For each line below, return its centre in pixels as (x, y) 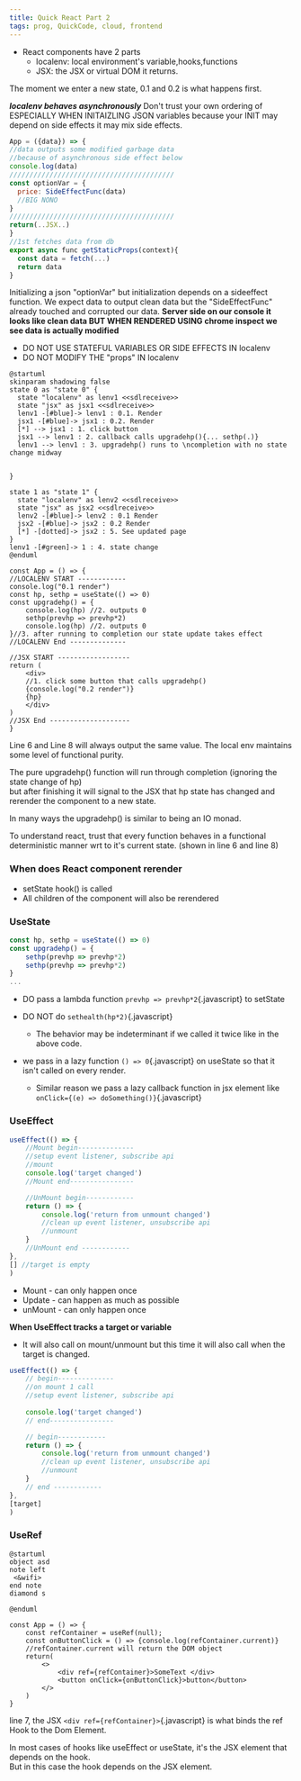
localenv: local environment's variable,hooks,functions (137, 61)
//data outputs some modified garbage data (92, 149)
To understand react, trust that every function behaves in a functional (138, 836)
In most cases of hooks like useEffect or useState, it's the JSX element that (148, 1747)
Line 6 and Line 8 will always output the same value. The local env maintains (150, 746)
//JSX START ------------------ (70, 658)
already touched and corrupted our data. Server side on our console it (140, 312)
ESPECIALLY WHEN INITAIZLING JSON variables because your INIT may (144, 115)
